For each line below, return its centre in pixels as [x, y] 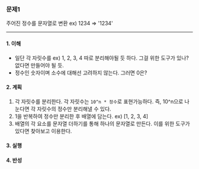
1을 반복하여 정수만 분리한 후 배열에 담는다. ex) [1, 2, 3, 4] [81, 116]
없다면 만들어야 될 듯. [39, 65]
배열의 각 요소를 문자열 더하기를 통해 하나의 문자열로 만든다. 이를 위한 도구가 [102, 123]
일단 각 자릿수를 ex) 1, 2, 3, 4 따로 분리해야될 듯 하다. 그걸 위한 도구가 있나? [102, 58]
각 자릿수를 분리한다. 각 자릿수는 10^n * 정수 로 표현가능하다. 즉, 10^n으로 [99, 101]
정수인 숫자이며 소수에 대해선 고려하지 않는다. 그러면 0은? [81, 73]
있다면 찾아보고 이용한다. [43, 131]
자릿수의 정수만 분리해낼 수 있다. [74, 109]
